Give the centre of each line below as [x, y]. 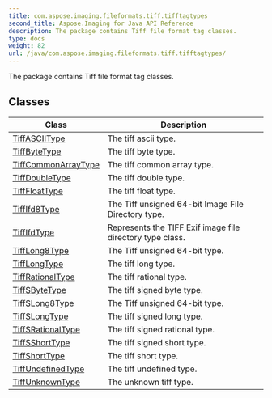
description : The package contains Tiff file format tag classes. [123, 31]
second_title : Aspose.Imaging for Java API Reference [101, 23]
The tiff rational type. [147, 277]
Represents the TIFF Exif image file [174, 227]
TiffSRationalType [47, 329]
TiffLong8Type [41, 250]
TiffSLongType [40, 316]
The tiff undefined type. [152, 369]
